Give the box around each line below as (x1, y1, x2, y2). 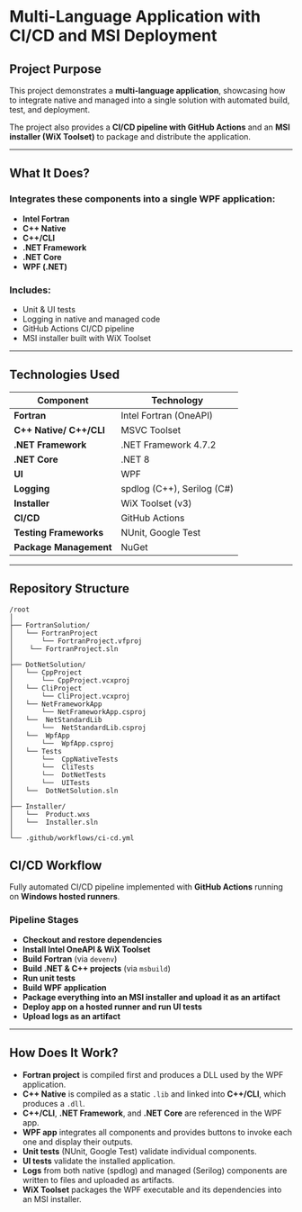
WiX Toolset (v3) (120, 497, 192, 510)
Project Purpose (9, 61, 102, 77)
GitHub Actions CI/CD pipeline (22, 322, 135, 334)
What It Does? (9, 166, 90, 181)
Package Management (13, 540, 112, 553)
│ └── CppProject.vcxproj (9, 675, 130, 685)
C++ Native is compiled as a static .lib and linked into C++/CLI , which (22, 1088, 286, 1099)
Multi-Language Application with (9, 6, 261, 27)
